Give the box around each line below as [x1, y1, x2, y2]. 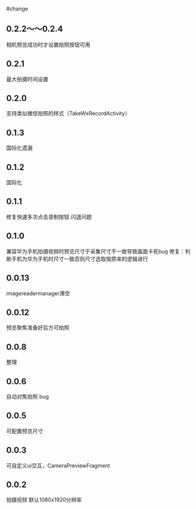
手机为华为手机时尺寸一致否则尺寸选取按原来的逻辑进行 [11, 255, 148, 262]
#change [6, 5, 29, 12]
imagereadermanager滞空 [6, 289, 70, 297]
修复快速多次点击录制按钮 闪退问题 [6, 213, 92, 220]
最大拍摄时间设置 [6, 75, 49, 83]
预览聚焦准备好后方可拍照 [6, 324, 70, 331]
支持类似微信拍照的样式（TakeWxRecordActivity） [6, 110, 131, 117]
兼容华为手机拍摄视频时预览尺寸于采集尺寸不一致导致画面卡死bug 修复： [6, 247, 186, 254]
